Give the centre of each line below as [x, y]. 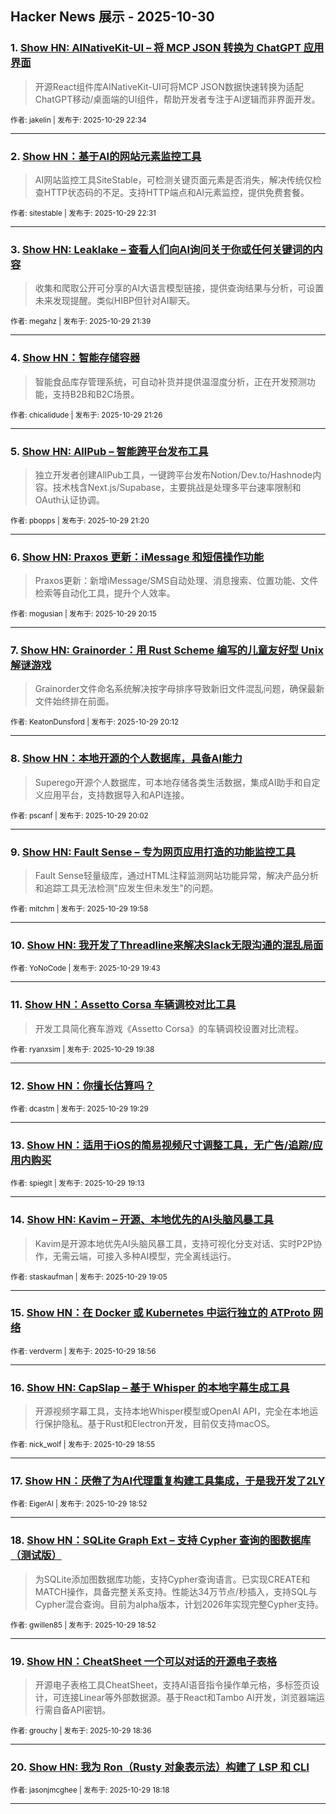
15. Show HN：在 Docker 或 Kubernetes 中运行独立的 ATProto [160, 1313]
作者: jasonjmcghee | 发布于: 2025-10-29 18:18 [90, 1790]
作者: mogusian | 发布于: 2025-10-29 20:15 [83, 614]
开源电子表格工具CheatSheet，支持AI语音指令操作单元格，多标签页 [173, 1685]
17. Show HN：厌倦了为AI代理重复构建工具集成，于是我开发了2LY [168, 1481]
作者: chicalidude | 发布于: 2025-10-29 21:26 [86, 415]
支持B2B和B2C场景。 [96, 394]
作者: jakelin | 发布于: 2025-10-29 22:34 [78, 120]
